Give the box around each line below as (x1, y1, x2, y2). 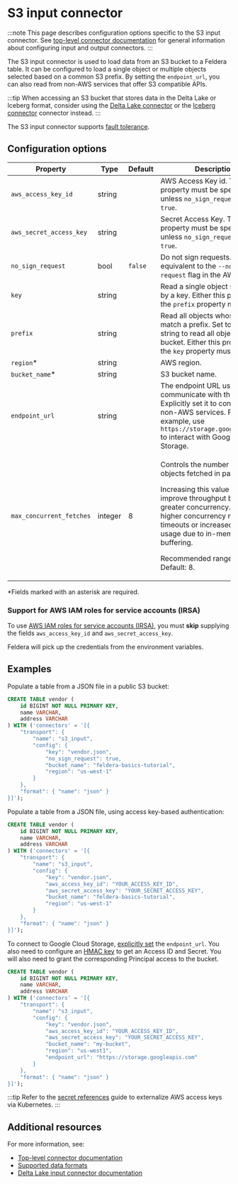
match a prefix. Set (160, 319, 223, 329)
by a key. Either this (160, 290, 225, 300)
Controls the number (160, 459, 229, 469)
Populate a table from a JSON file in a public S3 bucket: (7, 682, 170, 691)
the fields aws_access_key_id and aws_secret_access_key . (7, 629, 174, 637)
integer (98, 510, 122, 520)
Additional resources (7, 1121, 102, 1133)
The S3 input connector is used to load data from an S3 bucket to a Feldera (7, 57, 227, 65)
